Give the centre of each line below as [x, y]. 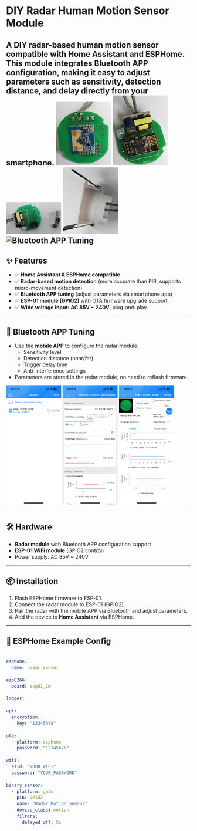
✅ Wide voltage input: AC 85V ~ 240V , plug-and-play [81, 308]
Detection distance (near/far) [58, 359]
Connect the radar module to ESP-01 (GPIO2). [70, 604]
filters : [27, 816]
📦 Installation [32, 581]
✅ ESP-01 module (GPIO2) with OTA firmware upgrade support [91, 301]
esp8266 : [17, 680]
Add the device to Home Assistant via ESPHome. [74, 617]
